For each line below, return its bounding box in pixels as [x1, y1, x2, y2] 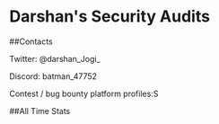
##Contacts [9, 36, 53, 47]
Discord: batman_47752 [9, 70, 97, 82]
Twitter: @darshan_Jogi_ [9, 53, 101, 64]
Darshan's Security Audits [9, 6, 211, 27]
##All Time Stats [9, 105, 71, 116]
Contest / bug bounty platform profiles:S [9, 88, 159, 99]
